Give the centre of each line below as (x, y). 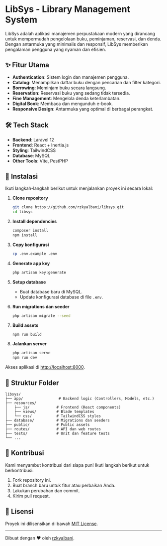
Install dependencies (35, 221)
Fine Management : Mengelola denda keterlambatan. (66, 98)
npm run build (27, 334)
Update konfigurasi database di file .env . (61, 297)
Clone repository (30, 198)
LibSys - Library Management (68, 9)
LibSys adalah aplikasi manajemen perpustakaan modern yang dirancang (80, 33)
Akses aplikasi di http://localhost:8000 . (45, 367)
